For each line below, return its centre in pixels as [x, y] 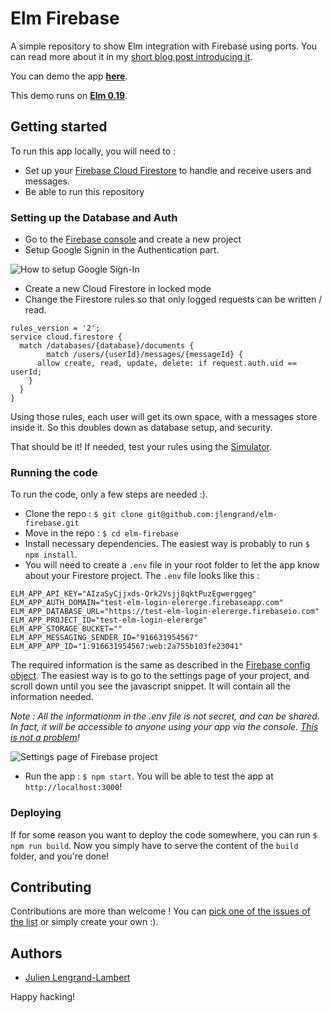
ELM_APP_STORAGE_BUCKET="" [66, 629]
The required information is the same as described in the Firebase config [160, 665]
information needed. [52, 697]
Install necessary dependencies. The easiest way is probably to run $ [167, 544]
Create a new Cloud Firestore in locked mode [118, 289]
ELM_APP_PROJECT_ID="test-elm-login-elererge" [109, 620]
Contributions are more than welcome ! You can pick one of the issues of [160, 911]
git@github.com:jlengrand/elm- [212, 515]
